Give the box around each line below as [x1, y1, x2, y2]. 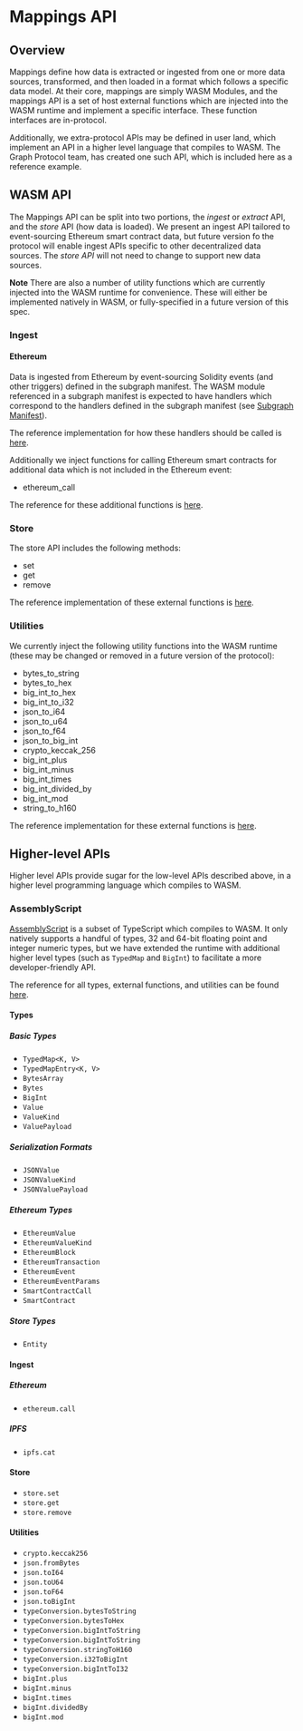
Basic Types [9, 1030, 57, 1041]
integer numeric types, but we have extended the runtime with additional [9, 942, 280, 953]
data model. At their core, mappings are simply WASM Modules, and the [9, 86, 279, 96]
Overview [9, 43, 66, 58]
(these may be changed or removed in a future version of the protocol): [9, 650, 275, 661]
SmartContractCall [22, 1287, 92, 1296]
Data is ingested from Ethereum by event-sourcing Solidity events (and [9, 371, 274, 382]
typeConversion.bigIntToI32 [22, 1665, 128, 1674]
